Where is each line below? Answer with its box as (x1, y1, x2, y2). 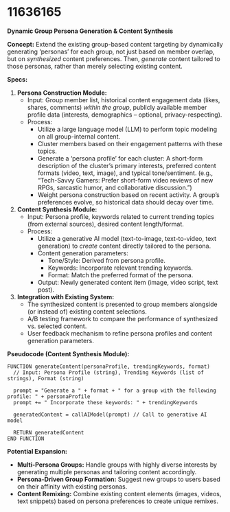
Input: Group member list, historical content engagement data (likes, (27, 95, 220, 104)
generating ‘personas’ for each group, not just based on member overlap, (7, 47, 215, 56)
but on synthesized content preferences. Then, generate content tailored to (7, 54, 221, 62)
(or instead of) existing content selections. (27, 307, 148, 316)
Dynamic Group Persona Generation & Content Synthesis (7, 27, 174, 35)
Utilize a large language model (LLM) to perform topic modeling (37, 125, 218, 133)
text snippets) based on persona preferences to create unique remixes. (16, 497, 218, 505)
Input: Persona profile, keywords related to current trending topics (27, 212, 215, 220)
